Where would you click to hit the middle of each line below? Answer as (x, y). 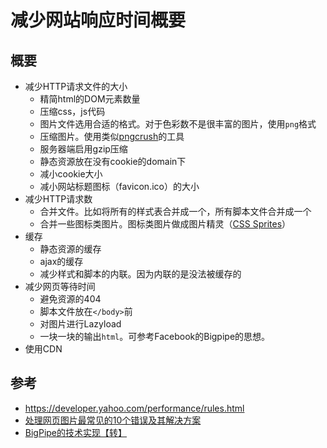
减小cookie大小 (71, 174)
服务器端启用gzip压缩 (83, 149)
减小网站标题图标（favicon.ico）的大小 (119, 186)
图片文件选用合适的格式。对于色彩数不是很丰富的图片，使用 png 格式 (178, 124)
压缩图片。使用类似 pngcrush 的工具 (112, 136)
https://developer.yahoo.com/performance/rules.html (134, 408)
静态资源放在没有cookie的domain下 (113, 161)
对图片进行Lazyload (80, 324)
